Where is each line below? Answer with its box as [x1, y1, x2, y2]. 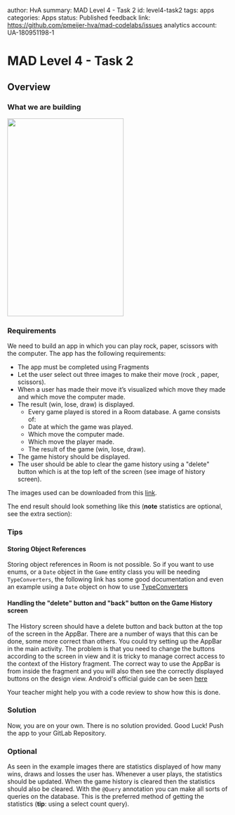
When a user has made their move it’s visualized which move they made [17, 385, 226, 394]
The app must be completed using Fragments [17, 363, 149, 371]
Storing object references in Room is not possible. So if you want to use [7, 560, 214, 569]
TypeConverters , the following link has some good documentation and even [7, 575, 224, 584]
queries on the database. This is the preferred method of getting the [7, 792, 205, 801]
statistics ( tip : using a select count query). [7, 800, 130, 808]
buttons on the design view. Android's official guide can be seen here [7, 674, 208, 683]
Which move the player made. [27, 437, 114, 446]
